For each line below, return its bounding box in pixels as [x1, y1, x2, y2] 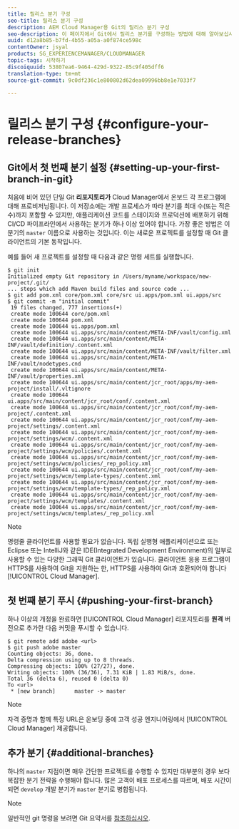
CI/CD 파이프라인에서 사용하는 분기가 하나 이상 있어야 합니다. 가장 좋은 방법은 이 [7, 220, 230, 228]
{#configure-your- [96, 115, 209, 132]
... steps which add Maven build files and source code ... [7, 286, 190, 293]
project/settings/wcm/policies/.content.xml [7, 448, 142, 455]
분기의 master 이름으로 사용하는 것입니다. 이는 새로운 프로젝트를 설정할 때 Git [7, 229, 221, 237]
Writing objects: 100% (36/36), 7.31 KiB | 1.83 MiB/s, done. [7, 669, 196, 676]
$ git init [7, 267, 40, 274]
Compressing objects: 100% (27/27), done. [7, 663, 136, 670]
